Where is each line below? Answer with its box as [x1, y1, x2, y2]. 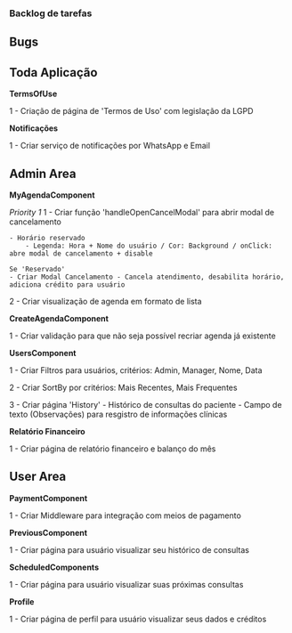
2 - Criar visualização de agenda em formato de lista [9, 296, 202, 306]
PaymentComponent [9, 492, 88, 503]
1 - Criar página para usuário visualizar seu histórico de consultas [9, 544, 249, 555]
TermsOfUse [9, 88, 58, 100]
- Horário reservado [9, 233, 86, 242]
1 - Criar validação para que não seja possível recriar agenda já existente [9, 330, 276, 341]
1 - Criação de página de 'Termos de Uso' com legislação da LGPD [9, 106, 254, 117]
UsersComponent [9, 347, 77, 358]
